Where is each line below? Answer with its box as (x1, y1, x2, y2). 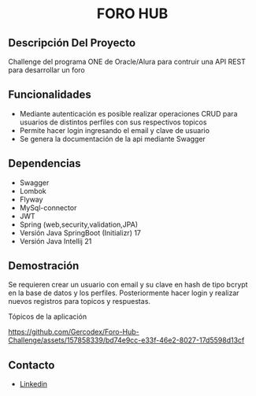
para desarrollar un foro (8, 65, 85, 75)
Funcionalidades (8, 88, 92, 102)
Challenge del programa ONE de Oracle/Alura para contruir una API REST (8, 57, 246, 66)
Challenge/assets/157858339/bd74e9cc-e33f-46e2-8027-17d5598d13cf (8, 335, 245, 345)
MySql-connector (19, 202, 77, 213)
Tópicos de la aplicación (8, 312, 87, 321)
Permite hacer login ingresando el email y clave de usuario (19, 125, 210, 135)
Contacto (8, 358, 55, 372)
